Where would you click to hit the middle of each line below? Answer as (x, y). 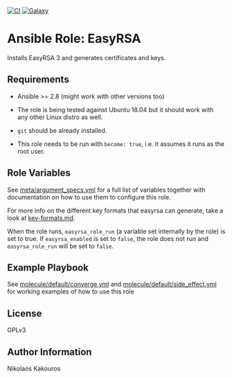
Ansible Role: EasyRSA (74, 39)
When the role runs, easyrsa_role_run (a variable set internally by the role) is (116, 231)
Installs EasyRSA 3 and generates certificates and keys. (87, 57)
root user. (31, 151)
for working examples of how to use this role (71, 291)
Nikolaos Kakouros (34, 368)
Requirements (38, 80)
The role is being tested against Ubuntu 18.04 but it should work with (115, 109)
